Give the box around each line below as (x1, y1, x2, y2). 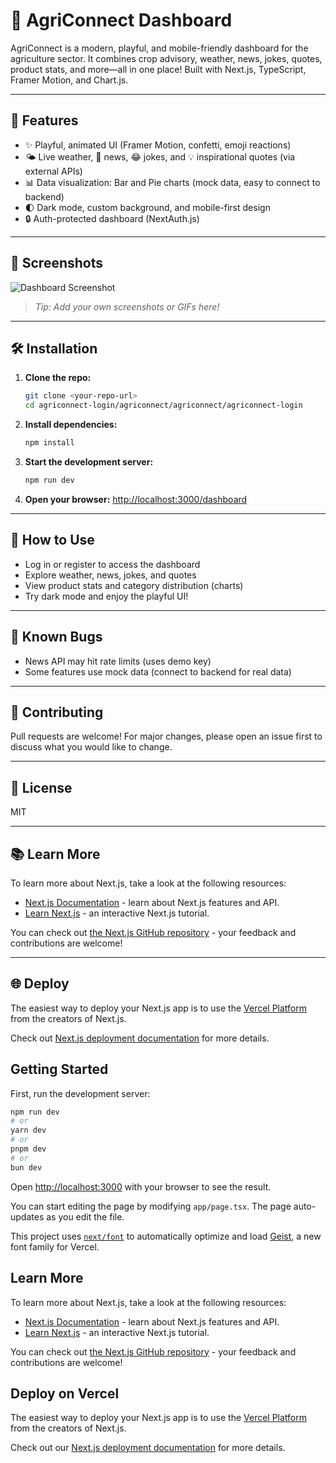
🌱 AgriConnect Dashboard (10, 9, 233, 32)
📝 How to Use (10, 532, 95, 549)
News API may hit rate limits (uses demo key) (24, 655, 212, 667)
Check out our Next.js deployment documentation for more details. (10, 1442, 286, 1454)
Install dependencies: (24, 419, 118, 431)
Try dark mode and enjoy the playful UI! (24, 590, 189, 602)
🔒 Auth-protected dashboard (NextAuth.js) (24, 212, 200, 224)
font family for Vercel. (10, 1240, 100, 1253)
